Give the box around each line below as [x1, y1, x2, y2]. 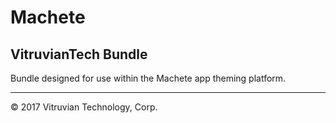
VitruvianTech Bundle [10, 46, 148, 63]
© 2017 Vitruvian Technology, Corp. [10, 101, 158, 113]
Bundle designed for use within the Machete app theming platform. [10, 72, 287, 84]
